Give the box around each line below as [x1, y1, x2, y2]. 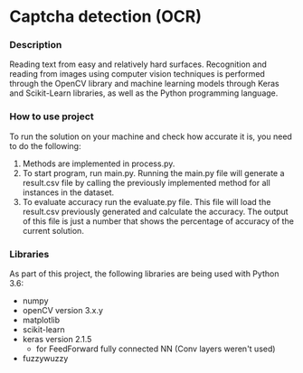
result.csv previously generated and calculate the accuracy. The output [22, 206, 289, 217]
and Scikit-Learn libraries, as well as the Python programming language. [9, 88, 279, 98]
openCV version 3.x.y [22, 305, 104, 316]
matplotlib [22, 314, 61, 326]
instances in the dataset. [22, 187, 115, 198]
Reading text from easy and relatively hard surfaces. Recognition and [9, 59, 267, 70]
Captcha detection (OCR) [9, 6, 202, 27]
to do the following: [9, 140, 81, 151]
